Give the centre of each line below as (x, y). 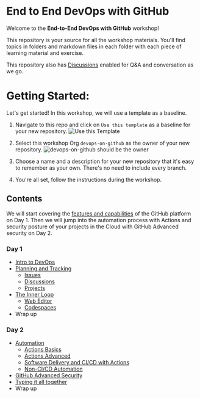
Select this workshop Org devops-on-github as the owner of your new (102, 143)
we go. (15, 71)
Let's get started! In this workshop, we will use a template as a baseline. (97, 113)
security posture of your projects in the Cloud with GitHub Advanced (92, 226)
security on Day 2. (30, 233)
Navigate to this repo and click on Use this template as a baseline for (103, 125)
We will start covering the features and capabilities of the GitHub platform (98, 213)
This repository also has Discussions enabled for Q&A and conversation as (100, 65)
